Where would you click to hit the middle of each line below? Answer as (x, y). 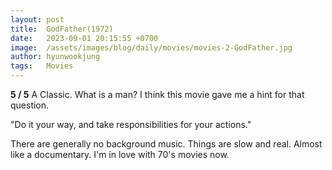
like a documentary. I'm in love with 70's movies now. (120, 154)
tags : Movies (42, 66)
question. (30, 105)
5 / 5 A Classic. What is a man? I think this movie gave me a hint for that (157, 94)
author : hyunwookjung (55, 57)
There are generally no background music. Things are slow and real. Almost (166, 144)
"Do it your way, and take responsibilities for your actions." (131, 124)
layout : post (37, 19)
